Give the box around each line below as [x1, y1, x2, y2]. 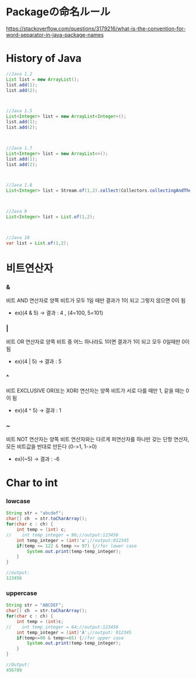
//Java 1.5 [6, 108, 33, 114]
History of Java [6, 52, 82, 65]
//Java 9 [6, 209, 27, 215]
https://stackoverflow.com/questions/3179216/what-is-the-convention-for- [6, 25, 186, 32]
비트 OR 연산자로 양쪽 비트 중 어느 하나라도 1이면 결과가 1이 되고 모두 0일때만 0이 [6, 338, 190, 345]
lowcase [6, 497, 31, 506]
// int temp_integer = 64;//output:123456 [6, 624, 118, 630]
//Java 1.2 [6, 71, 33, 77]
